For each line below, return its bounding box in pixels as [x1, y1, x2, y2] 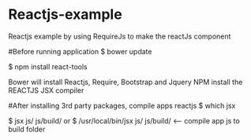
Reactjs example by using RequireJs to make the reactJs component [8, 31, 231, 41]
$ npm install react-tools [8, 61, 88, 72]
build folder [8, 124, 46, 134]
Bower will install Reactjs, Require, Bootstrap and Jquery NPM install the [8, 77, 243, 87]
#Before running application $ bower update [8, 46, 152, 56]
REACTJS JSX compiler [8, 85, 84, 95]
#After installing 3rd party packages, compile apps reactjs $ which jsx [8, 101, 236, 110]
